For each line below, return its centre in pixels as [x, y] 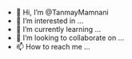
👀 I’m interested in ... [50, 21]
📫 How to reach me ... [53, 47]
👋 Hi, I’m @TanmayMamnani [62, 12]
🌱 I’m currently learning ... [58, 29]
